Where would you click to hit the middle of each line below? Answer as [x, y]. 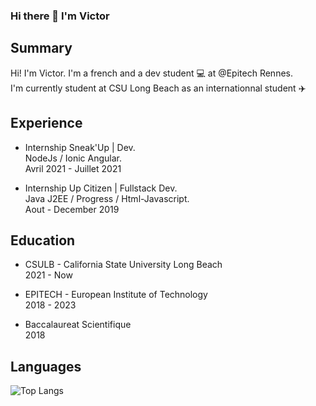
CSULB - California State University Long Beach [123, 265]
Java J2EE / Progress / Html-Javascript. [107, 198]
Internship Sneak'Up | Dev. [80, 147]
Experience [46, 123]
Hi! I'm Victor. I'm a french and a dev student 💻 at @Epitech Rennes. [151, 73]
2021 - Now [48, 275]
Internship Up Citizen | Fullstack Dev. [101, 188]
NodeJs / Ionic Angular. [73, 158]
